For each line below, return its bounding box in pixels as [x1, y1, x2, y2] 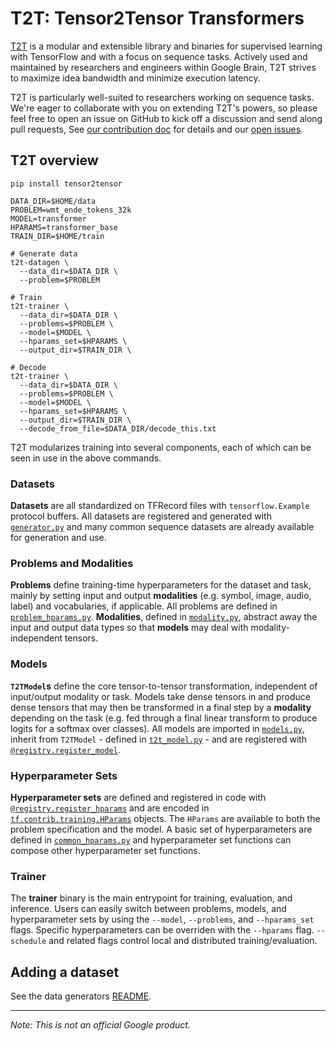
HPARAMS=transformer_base [10, 222, 118, 232]
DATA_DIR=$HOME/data [10, 196, 97, 206]
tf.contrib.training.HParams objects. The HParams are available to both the [10, 812, 321, 824]
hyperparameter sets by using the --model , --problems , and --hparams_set [10, 913, 315, 926]
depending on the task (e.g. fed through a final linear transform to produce [10, 712, 318, 724]
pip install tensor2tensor [10, 178, 123, 189]
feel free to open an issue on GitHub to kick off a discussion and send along [10, 112, 323, 124]
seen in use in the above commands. [10, 452, 162, 464]
